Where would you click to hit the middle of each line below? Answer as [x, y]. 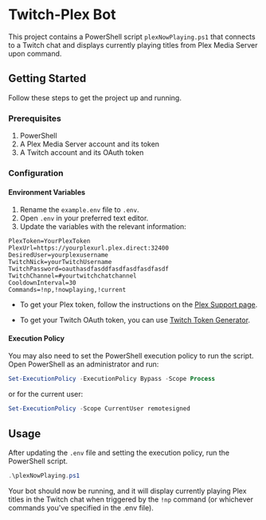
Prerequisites [35, 118]
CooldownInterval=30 [43, 283]
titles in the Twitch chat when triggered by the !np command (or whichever [131, 499]
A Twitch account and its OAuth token [82, 153]
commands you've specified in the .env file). [81, 507]
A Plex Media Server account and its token [90, 144]
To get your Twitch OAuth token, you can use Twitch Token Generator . [135, 320]
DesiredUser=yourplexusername [59, 255]
